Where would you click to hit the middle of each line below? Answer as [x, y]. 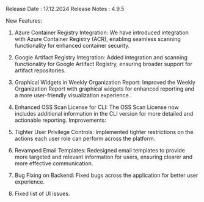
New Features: [24, 21]
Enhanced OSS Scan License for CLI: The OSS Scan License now [97, 107]
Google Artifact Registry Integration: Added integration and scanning [101, 57]
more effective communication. [54, 163]
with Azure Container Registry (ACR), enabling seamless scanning [98, 39]
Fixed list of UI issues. [42, 193]
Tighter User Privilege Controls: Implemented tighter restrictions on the [104, 132]
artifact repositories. [40, 70]
